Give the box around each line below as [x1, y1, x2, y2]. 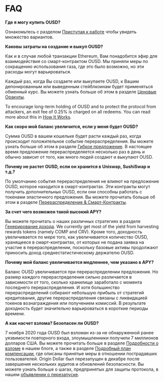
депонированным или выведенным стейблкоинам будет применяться [5, 83, 153, 89]
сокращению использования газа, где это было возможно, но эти [5, 64, 144, 69]
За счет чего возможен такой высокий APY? [5, 209, 102, 215]
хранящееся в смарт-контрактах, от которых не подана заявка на [5, 239, 144, 245]
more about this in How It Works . [5, 114, 72, 120]
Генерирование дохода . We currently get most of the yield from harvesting [5, 223, 159, 229]
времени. [5, 311, 26, 317]
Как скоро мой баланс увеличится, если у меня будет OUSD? [5, 124, 138, 129]
